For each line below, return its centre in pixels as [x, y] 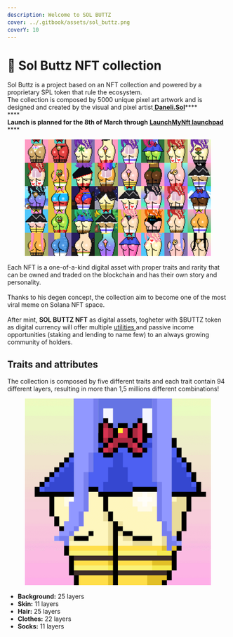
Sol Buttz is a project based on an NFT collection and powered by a [105, 85]
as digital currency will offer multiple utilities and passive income [101, 327]
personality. [24, 282]
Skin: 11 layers [38, 604]
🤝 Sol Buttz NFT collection [85, 65]
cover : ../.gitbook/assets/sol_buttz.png [69, 22]
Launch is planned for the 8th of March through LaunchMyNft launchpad [115, 122]
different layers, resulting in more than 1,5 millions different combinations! [113, 389]
